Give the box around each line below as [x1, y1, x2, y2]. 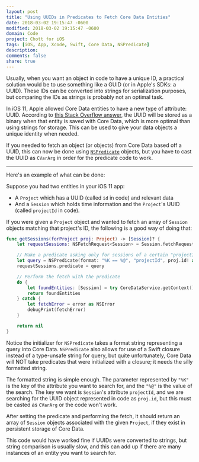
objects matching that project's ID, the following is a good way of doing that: [6, 224, 192, 232]
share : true [6, 58, 36, 64]
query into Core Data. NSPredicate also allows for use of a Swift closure [6, 345, 181, 352]
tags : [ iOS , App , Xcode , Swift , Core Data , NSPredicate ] [6, 42, 150, 48]
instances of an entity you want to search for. [6, 449, 117, 456]
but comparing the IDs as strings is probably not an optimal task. [6, 93, 164, 101]
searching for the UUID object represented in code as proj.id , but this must [6, 394, 191, 402]
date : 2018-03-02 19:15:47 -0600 [6, 20, 89, 25]
